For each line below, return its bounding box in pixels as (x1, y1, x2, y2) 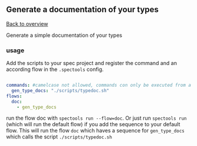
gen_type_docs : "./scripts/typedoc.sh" (11, 87, 110, 93)
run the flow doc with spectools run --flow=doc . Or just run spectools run (6, 114, 187, 122)
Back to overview (6, 20, 48, 27)
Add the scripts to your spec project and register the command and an (6, 60, 177, 67)
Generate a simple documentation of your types (6, 32, 123, 39)
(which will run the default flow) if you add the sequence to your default (6, 121, 180, 128)
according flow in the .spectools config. (6, 66, 104, 73)
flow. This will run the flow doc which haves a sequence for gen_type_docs (6, 127, 185, 134)
